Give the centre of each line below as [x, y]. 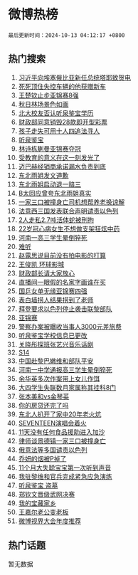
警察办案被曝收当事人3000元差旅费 [70, 326]
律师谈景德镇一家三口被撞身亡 [62, 441]
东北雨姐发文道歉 [43, 175]
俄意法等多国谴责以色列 [53, 450]
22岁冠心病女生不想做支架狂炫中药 [69, 228]
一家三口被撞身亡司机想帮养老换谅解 [71, 202]
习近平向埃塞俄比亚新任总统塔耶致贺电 [74, 77]
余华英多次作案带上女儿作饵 [59, 379]
